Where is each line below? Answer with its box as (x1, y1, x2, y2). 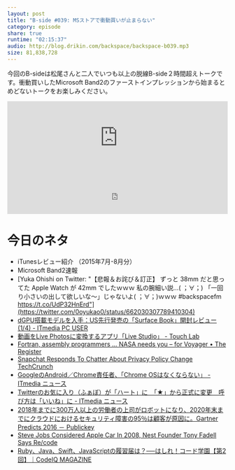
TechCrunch (17, 362, 54, 371)
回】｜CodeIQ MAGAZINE (17, 455, 92, 464)
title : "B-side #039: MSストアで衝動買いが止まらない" (7, 17, 156, 24)
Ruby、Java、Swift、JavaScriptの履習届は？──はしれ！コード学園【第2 (17, 446, 227, 455)
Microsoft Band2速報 (17, 266, 78, 274)
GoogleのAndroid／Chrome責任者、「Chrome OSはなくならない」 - (17, 370, 211, 378)
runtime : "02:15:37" (7, 36, 68, 43)
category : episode (7, 23, 61, 30)
